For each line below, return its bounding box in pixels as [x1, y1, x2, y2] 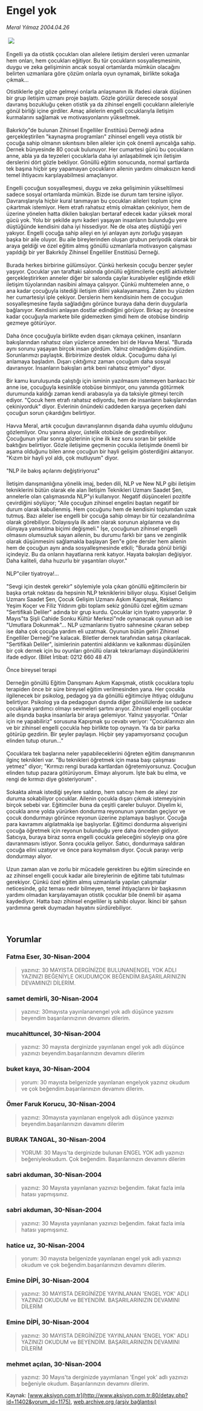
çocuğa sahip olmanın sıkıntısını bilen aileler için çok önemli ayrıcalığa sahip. [6, 139, 196, 146]
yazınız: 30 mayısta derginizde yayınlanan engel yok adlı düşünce [21, 1043, 184, 1051]
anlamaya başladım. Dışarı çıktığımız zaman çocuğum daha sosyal [6, 357, 171, 365]
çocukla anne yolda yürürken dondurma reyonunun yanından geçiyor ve [6, 807, 185, 815]
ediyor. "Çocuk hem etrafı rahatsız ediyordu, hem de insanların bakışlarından [6, 396, 197, 403]
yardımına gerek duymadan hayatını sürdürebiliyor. [6, 904, 132, 911]
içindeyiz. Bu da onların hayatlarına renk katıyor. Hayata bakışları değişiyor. [6, 550, 192, 558]
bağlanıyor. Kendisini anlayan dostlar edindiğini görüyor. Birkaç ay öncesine [6, 306, 195, 313]
